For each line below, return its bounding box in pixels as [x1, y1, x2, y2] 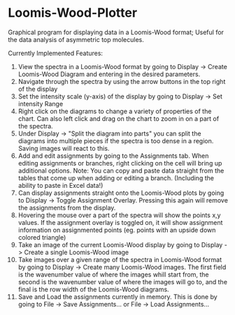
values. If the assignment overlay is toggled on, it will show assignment [17, 218, 223, 226]
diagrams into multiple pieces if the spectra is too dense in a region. [17, 136, 214, 145]
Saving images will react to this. [17, 144, 110, 152]
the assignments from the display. [17, 203, 116, 212]
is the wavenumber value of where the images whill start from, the [17, 270, 209, 279]
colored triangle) [17, 233, 66, 242]
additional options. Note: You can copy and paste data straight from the [17, 166, 225, 175]
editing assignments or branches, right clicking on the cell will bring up [17, 159, 222, 167]
